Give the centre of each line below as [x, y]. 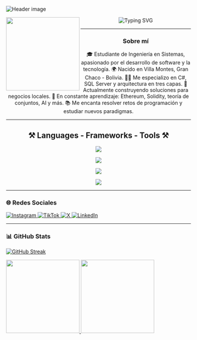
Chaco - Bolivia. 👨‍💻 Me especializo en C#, [136, 78]
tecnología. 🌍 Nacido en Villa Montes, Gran [136, 69]
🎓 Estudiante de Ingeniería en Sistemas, [136, 54]
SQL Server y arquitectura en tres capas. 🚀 [136, 84]
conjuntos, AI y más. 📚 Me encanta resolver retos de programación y [98, 103]
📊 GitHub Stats [28, 236]
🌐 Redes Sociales [31, 203]
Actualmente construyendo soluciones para [136, 90]
